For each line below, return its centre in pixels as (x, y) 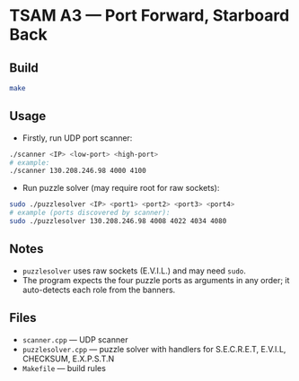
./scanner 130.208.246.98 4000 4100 (78, 171)
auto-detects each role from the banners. (99, 290)
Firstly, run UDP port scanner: (77, 138)
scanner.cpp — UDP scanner (75, 339)
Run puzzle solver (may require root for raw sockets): (121, 188)
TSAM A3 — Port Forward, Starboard (149, 16)
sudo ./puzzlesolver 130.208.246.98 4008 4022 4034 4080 (118, 221)
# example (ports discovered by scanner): (90, 213)
